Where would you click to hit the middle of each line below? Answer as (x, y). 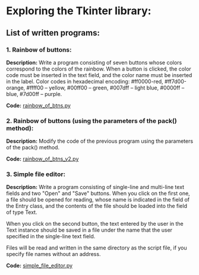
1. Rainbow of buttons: (39, 50)
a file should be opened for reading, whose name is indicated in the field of (98, 200)
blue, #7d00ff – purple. (34, 94)
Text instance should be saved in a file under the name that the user (89, 230)
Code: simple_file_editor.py (40, 266)
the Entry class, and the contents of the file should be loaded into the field (97, 206)
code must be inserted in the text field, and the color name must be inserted (99, 75)
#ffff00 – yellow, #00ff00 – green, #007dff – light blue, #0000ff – (105, 88)
